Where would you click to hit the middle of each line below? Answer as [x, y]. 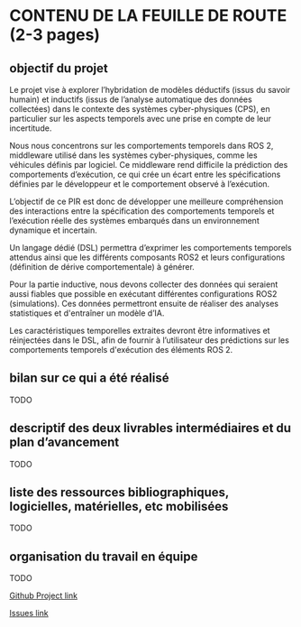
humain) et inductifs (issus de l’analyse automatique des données [131, 99]
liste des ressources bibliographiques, [119, 493]
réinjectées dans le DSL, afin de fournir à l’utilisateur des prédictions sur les [150, 340]
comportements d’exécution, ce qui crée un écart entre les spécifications [145, 174]
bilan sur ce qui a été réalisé [89, 378]
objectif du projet [59, 68]
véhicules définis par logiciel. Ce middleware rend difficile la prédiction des [149, 165]
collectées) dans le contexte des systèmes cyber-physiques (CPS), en [140, 109]
